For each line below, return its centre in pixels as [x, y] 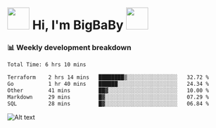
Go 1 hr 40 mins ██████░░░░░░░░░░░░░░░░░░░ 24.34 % [108, 84]
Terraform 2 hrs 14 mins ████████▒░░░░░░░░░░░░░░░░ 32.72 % [108, 77]
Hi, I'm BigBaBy [78, 25]
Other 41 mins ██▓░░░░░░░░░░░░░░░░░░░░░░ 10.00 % [108, 91]
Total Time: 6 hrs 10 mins [47, 65]
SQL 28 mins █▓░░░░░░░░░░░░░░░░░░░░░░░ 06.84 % [108, 103]
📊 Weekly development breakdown [69, 48]
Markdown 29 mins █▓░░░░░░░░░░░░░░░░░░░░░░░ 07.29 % [108, 97]
